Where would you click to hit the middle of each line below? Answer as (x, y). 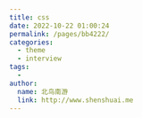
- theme (32, 51)
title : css (29, 17)
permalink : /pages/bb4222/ (59, 34)
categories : (31, 42)
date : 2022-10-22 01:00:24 (59, 26)
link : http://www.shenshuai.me (75, 100)
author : (24, 83)
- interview (40, 59)
